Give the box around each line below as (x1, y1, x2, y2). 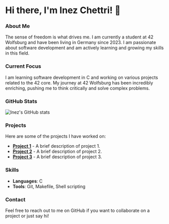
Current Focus (5, 63, 41, 70)
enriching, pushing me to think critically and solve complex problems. (5, 85, 150, 91)
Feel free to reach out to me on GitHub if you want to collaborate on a (5, 207, 150, 213)
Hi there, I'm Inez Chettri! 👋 (5, 5, 121, 16)
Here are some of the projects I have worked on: (5, 133, 106, 140)
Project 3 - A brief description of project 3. (12, 154, 102, 160)
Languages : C (12, 178, 43, 184)
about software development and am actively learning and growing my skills (5, 45, 164, 51)
